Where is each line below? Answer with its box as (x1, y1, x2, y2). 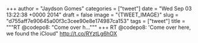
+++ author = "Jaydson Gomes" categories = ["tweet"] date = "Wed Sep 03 (6, 5, 192, 12)
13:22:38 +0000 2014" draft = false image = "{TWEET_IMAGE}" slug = (6, 11, 179, 18)
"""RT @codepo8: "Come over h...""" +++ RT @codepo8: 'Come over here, (6, 24, 191, 31)
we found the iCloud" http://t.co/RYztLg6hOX (6, 30, 117, 37)
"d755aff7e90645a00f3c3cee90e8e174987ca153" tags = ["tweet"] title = (6, 18, 186, 24)
